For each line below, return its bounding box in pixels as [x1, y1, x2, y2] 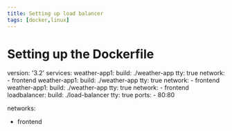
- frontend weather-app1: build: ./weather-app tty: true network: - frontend [7, 77, 220, 85]
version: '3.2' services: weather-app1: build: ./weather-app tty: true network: [7, 69, 225, 77]
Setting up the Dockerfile [7, 46, 154, 62]
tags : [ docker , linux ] [7, 17, 70, 23]
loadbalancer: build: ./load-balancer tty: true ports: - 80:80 [7, 91, 175, 99]
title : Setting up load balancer [7, 10, 104, 17]
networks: [7, 104, 36, 112]
